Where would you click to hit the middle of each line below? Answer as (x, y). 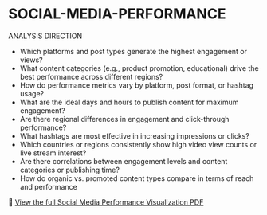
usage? (32, 93)
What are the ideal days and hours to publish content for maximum (129, 102)
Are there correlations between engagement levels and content (124, 161)
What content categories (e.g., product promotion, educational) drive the (139, 68)
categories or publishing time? (69, 170)
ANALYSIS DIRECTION (45, 36)
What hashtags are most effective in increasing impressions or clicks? (134, 135)
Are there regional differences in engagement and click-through (124, 119)
